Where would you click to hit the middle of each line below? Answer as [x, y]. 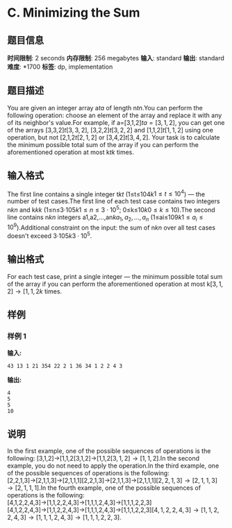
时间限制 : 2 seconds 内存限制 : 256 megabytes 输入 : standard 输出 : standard [116, 58]
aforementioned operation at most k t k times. [71, 152]
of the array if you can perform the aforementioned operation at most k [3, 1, [115, 284]
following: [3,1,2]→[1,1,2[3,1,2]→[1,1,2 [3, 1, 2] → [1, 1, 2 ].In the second [103, 459]
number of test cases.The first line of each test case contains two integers [114, 201]
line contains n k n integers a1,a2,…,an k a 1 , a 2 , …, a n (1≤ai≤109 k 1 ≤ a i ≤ [105, 218]
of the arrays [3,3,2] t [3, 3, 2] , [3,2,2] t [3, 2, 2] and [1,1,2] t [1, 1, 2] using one [110, 130]
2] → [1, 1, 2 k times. [35, 291]
